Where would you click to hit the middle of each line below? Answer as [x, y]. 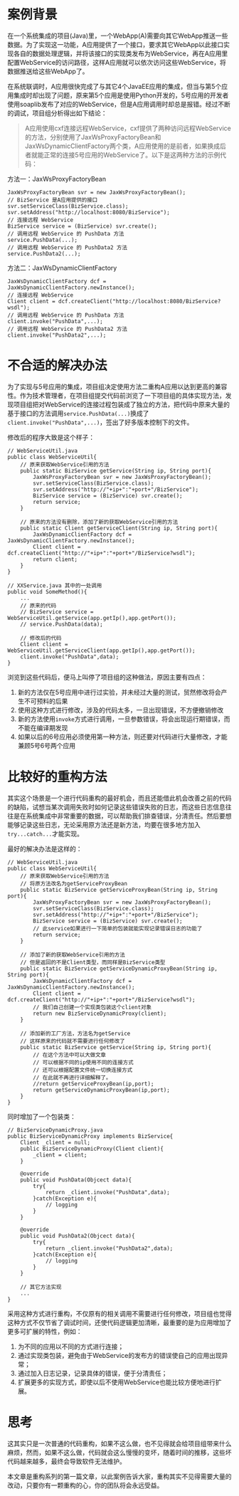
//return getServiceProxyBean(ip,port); [94, 1084]
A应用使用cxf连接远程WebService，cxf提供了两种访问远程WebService [128, 128]
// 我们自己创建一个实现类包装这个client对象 [92, 1007]
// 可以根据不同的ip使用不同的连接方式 [83, 1062]
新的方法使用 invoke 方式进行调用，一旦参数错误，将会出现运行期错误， [121, 719]
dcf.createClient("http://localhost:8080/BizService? [139, 301]
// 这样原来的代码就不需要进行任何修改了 [73, 1041]
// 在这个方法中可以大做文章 [70, 1055]
